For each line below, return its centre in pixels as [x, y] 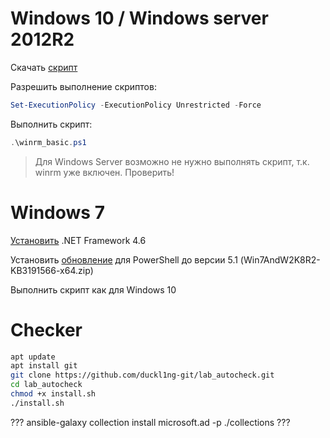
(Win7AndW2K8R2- [280, 259]
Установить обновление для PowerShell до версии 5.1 [124, 259]
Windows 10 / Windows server [139, 18]
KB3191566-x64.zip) [52, 270]
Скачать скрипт [44, 67]
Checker [46, 329]
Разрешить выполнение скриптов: [83, 86]
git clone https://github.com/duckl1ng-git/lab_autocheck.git [142, 375]
